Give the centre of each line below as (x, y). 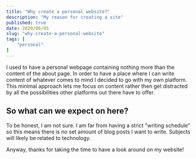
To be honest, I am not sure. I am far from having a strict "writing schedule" (98, 125)
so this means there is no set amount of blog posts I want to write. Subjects (98, 132)
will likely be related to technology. (48, 138)
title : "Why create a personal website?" (58, 12)
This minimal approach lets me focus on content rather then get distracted (97, 86)
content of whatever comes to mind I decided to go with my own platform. (97, 79)
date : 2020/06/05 (28, 28)
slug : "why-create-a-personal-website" (56, 34)
